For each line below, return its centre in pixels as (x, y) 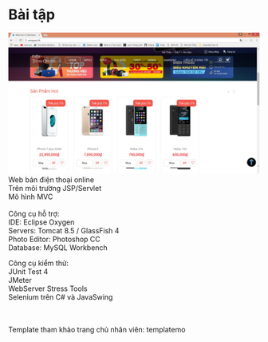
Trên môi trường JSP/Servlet (55, 189)
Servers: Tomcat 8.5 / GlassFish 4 (64, 231)
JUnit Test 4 (28, 272)
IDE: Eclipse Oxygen (41, 222)
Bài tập (32, 15)
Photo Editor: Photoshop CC (55, 239)
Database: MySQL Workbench (58, 248)
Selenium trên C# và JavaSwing (61, 297)
